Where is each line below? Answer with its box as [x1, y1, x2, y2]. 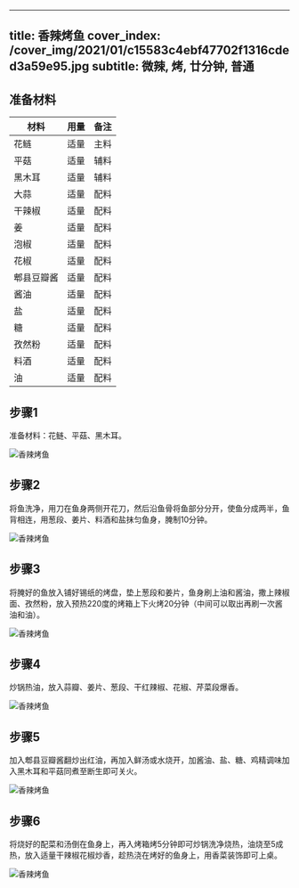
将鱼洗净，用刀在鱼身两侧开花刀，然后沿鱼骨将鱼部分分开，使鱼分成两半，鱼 [9, 502, 290, 513]
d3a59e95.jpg [9, 59, 90, 74]
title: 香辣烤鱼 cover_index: [9, 29, 162, 44]
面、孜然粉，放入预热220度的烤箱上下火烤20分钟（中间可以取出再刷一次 [9, 598, 276, 608]
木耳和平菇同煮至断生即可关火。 [24, 766, 142, 777]
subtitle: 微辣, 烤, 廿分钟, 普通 [92, 59, 255, 74]
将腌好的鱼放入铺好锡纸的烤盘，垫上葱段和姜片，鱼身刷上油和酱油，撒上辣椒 [9, 587, 290, 598]
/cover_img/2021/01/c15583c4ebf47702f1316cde [9, 43, 290, 58]
